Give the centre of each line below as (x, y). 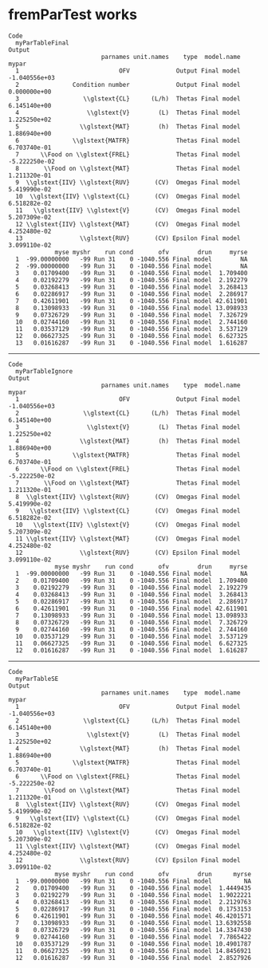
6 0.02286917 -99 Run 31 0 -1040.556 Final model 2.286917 (132, 294)
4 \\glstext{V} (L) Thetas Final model (128, 112)
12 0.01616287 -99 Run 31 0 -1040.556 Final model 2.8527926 (133, 958)
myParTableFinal (42, 43)
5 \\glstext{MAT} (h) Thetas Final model (128, 126)
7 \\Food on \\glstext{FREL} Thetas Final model (128, 154)
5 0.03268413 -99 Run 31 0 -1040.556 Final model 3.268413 (132, 287)
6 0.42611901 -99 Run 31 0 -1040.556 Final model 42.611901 (132, 608)
